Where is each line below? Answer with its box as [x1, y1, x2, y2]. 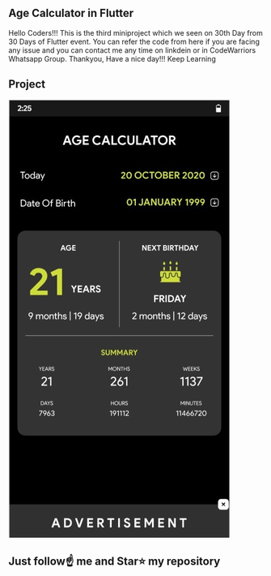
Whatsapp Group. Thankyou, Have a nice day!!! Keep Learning [8, 54, 216, 63]
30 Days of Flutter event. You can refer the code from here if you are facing [8, 37, 260, 46]
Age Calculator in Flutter [8, 6, 134, 20]
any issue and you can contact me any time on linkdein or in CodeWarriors [8, 45, 256, 55]
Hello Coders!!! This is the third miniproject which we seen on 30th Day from [8, 28, 263, 37]
